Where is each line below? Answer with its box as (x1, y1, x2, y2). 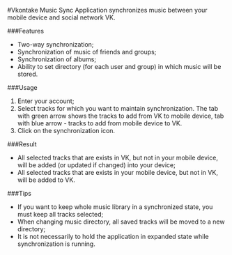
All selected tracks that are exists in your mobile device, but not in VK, (17, 169, 218, 176)
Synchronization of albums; (17, 55, 96, 63)
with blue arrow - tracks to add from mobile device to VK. (17, 119, 183, 127)
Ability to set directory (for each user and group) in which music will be (17, 63, 222, 70)
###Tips (7, 190, 31, 197)
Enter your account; (17, 97, 75, 105)
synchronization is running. (17, 240, 95, 248)
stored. (17, 70, 38, 78)
